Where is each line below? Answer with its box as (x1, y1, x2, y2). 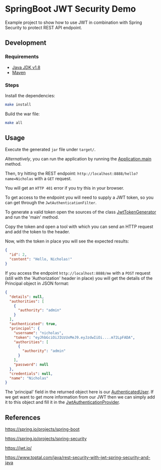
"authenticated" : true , (9, 322, 57, 327)
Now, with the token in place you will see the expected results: (5, 238, 129, 244)
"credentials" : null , (9, 371, 53, 376)
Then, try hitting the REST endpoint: (5, 171, 76, 176)
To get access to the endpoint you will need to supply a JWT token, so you (5, 194, 154, 200)
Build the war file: (5, 111, 40, 117)
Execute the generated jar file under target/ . (5, 147, 96, 153)
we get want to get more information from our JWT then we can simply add (5, 394, 155, 400)
